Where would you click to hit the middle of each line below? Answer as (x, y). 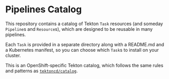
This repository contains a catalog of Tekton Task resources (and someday (84, 24)
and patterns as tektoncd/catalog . (42, 71)
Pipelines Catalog (44, 9)
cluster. (13, 55)
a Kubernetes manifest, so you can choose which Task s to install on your (82, 50)
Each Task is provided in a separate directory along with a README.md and (85, 44)
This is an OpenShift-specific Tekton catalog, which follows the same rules (84, 65)
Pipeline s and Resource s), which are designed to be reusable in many (79, 29)
